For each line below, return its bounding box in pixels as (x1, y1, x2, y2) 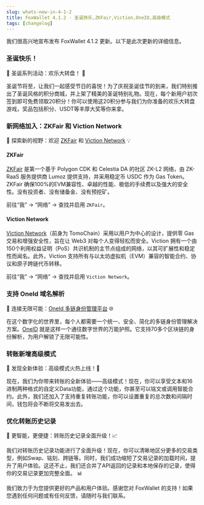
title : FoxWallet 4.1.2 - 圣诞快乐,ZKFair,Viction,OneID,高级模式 (6, 15, 171, 21)
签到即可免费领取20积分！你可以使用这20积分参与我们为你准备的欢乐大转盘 (6, 97, 195, 105)
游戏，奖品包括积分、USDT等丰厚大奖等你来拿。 (6, 105, 127, 113)
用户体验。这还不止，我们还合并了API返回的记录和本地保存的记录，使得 (16, 462, 196, 469)
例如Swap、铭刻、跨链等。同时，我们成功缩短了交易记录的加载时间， (16, 454, 191, 462)
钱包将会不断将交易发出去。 (16, 400, 86, 408)
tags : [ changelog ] (6, 20, 53, 26)
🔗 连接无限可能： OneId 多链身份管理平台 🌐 (6, 305, 114, 312)
